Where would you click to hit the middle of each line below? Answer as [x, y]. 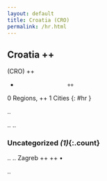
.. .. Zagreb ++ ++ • [35, 158]
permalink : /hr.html [37, 26]
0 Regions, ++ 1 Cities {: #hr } [49, 98]
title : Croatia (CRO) [39, 20]
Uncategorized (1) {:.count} [54, 143]
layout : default [31, 14]
